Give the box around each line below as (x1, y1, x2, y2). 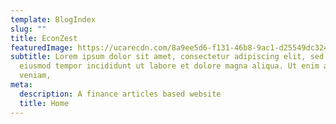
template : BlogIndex (10, 14, 97, 25)
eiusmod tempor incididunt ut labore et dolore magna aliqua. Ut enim (19, 61, 320, 71)
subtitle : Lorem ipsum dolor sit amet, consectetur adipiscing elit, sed (10, 52, 325, 62)
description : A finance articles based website (19, 89, 222, 99)
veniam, (19, 71, 52, 81)
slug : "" (10, 24, 47, 34)
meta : (10, 80, 33, 90)
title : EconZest (10, 33, 78, 43)
